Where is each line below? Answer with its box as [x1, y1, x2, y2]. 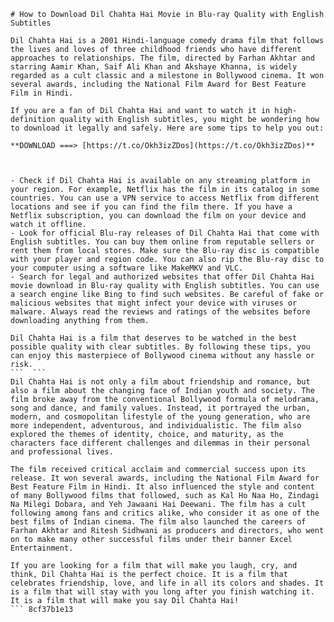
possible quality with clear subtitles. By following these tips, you [10, 342, 311, 352]
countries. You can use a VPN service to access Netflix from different [10, 193, 320, 203]
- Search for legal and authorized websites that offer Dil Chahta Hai [10, 272, 315, 282]
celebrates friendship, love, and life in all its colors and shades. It [10, 578, 325, 588]
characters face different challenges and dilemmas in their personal [10, 438, 311, 448]
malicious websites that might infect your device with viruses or [10, 298, 298, 308]
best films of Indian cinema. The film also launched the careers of [10, 517, 307, 527]
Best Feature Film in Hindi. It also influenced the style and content [10, 482, 315, 492]
